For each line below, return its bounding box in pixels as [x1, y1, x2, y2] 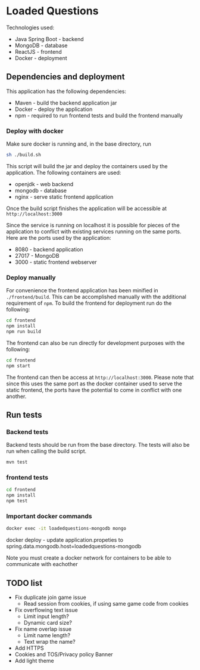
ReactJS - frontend [14, 48, 62, 55]
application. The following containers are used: [6, 169, 121, 176]
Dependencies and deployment [6, 72, 125, 82]
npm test [6, 498, 28, 504]
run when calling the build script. [6, 447, 87, 455]
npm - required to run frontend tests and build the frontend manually [14, 112, 183, 119]
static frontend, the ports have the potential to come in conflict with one [6, 386, 182, 393]
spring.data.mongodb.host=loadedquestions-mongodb [6, 543, 142, 550]
